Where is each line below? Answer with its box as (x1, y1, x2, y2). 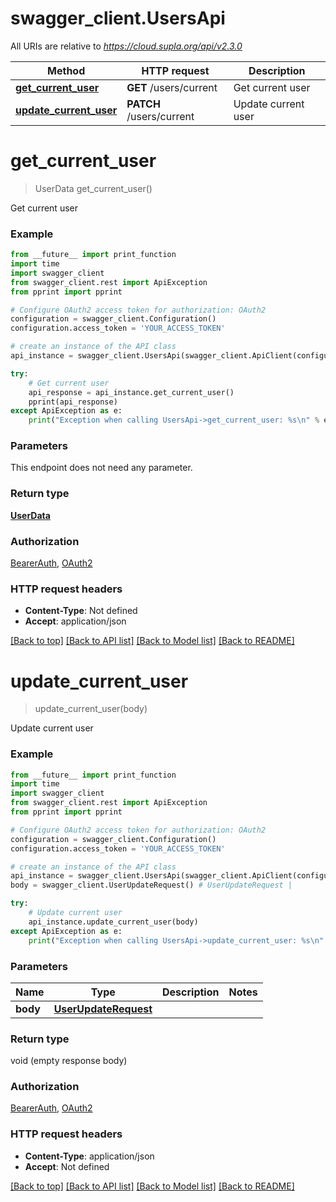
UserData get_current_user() (34, 182, 153, 194)
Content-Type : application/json (24, 1150, 155, 1162)
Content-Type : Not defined (24, 605, 138, 617)
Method (47, 63, 86, 77)
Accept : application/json (24, 615, 127, 627)
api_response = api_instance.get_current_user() (28, 387, 235, 397)
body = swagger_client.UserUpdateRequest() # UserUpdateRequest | (10, 880, 293, 891)
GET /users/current (126, 80, 218, 94)
